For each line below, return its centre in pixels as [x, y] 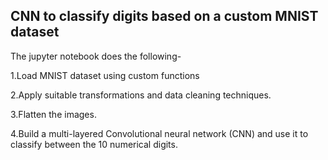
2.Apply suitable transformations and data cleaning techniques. [141, 95]
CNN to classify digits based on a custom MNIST [164, 16]
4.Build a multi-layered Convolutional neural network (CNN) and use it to [159, 133]
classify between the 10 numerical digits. [94, 144]
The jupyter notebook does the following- [96, 56]
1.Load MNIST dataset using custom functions [105, 75]
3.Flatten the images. [53, 114]
